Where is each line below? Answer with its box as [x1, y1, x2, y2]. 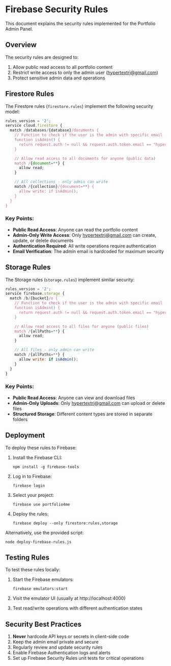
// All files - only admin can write [14, 347, 95, 352]
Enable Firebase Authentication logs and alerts [12, 650, 111, 656]
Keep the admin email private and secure [12, 639, 99, 645]
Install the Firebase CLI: [12, 454, 63, 460]
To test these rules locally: [5, 567, 61, 573]
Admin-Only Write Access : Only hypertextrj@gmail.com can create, [12, 232, 157, 238]
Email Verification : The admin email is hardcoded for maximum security [12, 248, 164, 254]
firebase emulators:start [12, 587, 68, 592]
